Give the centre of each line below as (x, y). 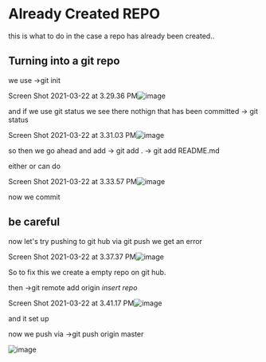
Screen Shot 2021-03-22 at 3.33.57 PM (73, 181)
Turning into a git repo (64, 61)
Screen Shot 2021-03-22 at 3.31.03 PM (72, 135)
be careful (34, 222)
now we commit (35, 197)
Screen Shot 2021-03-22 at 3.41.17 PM (71, 303)
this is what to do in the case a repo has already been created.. (111, 36)
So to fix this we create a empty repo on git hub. (87, 272)
